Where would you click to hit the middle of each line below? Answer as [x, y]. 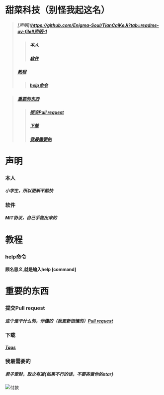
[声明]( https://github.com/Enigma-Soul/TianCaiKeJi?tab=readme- [88, 25]
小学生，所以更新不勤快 [29, 191]
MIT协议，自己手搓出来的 [31, 218]
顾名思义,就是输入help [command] [41, 270]
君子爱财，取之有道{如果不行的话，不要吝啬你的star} [59, 374]
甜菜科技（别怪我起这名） [58, 10]
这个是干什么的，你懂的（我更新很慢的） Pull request [59, 321]
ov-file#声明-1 [32, 31]
